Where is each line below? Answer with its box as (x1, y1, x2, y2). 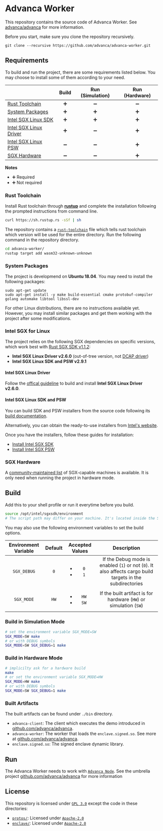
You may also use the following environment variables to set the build (5, 524, 144, 530)
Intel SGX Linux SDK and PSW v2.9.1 (12, 359, 87, 365)
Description (112, 544, 141, 551)
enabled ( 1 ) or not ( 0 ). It (99, 561, 154, 568)
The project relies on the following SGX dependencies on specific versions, (5, 339, 156, 345)
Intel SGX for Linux (5, 328, 50, 334)
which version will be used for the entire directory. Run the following (5, 232, 142, 237)
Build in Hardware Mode (5, 655, 63, 661)
